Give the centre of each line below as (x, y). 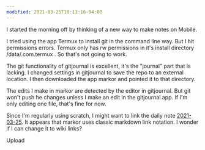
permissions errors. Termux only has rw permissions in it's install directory (100, 48)
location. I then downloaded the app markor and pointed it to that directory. (101, 79)
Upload (16, 140)
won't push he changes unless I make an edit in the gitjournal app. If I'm (97, 97)
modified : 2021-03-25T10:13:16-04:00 (54, 12)
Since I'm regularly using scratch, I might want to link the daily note (91, 115)
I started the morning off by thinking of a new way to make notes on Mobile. (102, 29)
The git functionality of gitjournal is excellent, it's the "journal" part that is (99, 66)
